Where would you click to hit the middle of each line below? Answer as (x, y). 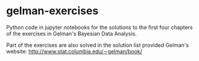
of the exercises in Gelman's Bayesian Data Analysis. (71, 33)
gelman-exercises (52, 11)
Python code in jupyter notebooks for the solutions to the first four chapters (99, 27)
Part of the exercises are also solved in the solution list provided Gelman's (97, 45)
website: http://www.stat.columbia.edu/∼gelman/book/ (74, 51)
